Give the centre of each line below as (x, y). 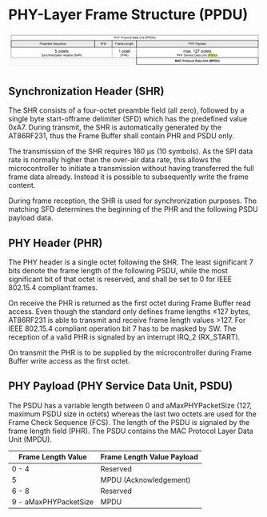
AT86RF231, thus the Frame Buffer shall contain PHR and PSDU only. (121, 136)
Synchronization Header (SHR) (87, 91)
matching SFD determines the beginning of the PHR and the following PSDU (133, 209)
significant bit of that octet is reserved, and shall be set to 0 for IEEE (120, 279)
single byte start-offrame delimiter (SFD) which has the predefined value (128, 119)
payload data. (31, 218)
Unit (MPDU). (30, 439)
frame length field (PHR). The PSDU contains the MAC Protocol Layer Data (131, 431)
